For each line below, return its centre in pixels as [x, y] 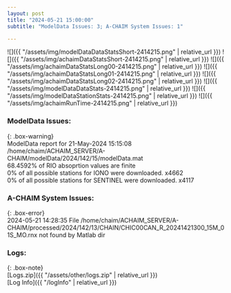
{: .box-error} [26, 213]
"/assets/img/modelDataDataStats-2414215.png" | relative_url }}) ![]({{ [106, 89]
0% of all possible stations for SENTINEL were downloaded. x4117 [101, 180]
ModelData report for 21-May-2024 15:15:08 [70, 143]
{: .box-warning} [30, 136]
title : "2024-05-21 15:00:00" [51, 20]
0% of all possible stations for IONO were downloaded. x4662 [96, 172]
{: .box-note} [25, 268]
